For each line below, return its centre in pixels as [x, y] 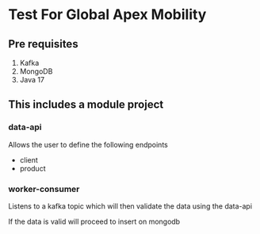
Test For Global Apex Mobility [107, 15]
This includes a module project [86, 105]
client [29, 159]
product [32, 168]
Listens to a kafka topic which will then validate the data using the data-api [130, 206]
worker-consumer [44, 189]
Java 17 [32, 80]
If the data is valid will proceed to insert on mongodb [94, 221]
